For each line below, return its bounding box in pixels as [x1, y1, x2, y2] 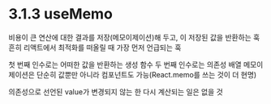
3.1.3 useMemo [8, 5, 114, 23]
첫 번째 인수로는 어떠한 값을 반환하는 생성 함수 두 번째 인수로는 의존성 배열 [8, 60, 242, 69]
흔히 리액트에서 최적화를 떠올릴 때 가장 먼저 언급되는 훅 [8, 42, 182, 52]
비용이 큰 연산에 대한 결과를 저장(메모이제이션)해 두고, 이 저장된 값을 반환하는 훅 [8, 32, 260, 42]
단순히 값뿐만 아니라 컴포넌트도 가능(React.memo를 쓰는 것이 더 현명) [36, 69, 257, 79]
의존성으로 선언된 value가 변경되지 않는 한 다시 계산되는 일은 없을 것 [8, 86, 223, 97]
